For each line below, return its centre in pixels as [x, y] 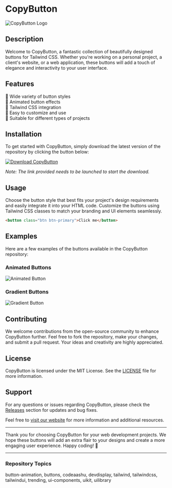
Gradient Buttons [27, 292]
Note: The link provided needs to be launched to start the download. [78, 172]
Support [19, 392]
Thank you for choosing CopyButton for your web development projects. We [86, 434]
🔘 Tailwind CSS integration [33, 107]
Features [20, 84]
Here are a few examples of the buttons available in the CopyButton [77, 248]
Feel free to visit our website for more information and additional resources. [85, 420]
